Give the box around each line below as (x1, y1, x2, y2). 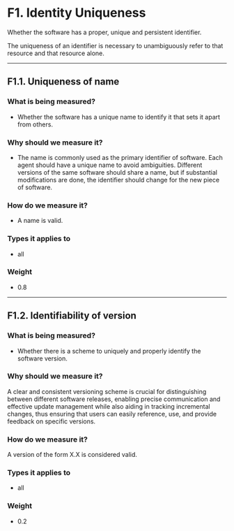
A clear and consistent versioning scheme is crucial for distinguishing (7, 387, 207, 395)
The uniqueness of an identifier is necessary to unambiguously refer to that (7, 41, 224, 50)
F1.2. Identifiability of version (7, 310, 137, 322)
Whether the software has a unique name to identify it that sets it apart (17, 112, 221, 121)
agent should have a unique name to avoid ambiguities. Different (17, 161, 203, 169)
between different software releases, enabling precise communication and (7, 395, 221, 403)
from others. (17, 120, 54, 129)
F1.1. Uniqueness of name (7, 75, 120, 88)
